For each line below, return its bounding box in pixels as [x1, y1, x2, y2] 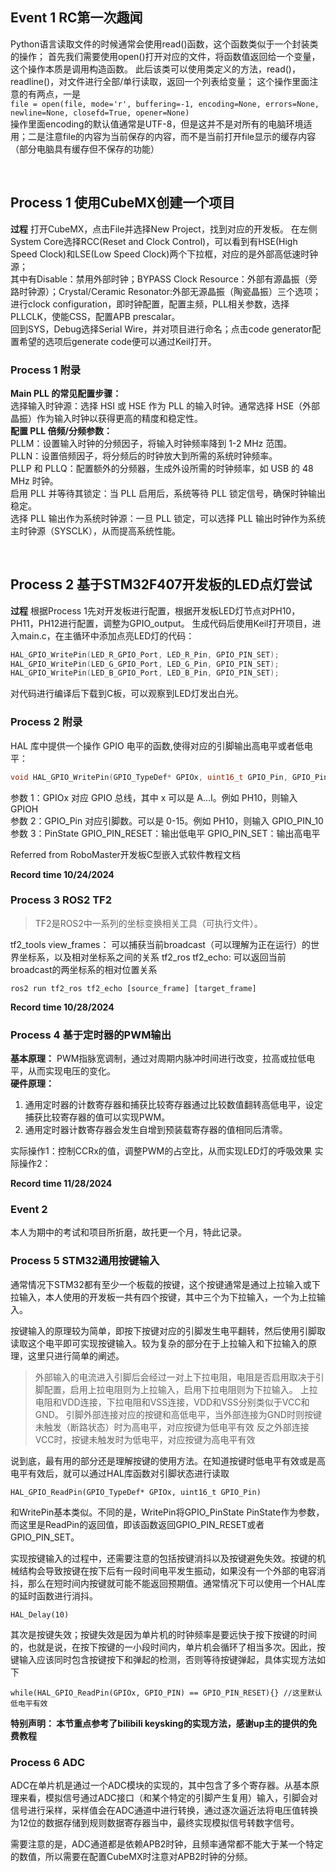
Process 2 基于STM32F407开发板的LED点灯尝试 [10, 576, 313, 593]
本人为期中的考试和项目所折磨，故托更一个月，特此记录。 [10, 1226, 247, 1238]
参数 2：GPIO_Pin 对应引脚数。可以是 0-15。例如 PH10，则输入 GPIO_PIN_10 [10, 814, 324, 827]
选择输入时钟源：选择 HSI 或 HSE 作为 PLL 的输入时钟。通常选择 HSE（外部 [10, 399, 321, 412]
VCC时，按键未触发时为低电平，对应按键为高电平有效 [34, 1433, 256, 1445]
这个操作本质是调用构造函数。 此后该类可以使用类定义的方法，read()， [10, 63, 301, 75]
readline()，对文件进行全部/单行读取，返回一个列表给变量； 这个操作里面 [10, 75, 310, 87]
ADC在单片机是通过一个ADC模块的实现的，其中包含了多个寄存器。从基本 [10, 1779, 311, 1792]
